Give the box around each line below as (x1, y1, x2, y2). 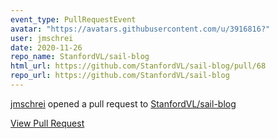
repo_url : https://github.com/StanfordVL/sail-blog (10, 71, 230, 81)
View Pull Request (10, 117, 85, 129)
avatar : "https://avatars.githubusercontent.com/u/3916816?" (10, 24, 271, 34)
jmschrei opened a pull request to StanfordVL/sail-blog (10, 97, 237, 110)
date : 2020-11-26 (10, 42, 83, 53)
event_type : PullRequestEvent (10, 14, 137, 25)
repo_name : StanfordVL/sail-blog (10, 52, 150, 62)
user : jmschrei (10, 33, 74, 43)
